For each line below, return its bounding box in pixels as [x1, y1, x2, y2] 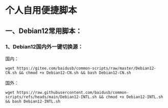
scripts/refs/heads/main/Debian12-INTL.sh [5, 94, 97, 99]
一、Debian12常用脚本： [5, 26, 83, 35]
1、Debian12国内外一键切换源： [5, 43, 83, 50]
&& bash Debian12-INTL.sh [5, 99, 60, 104]
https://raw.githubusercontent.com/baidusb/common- [16, 90, 129, 95]
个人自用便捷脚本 [5, 5, 78, 16]
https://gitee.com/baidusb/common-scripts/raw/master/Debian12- [16, 66, 157, 71]
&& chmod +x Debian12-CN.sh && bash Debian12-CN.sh [18, 70, 131, 75]
